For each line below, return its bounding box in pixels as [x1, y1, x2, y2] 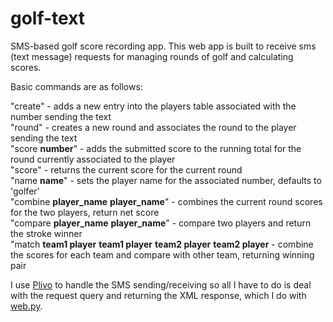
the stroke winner [10, 227, 83, 239]
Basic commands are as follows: [10, 80, 143, 92]
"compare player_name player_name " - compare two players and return [10, 217, 312, 229]
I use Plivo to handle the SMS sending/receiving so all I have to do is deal [10, 278, 312, 291]
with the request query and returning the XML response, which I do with [10, 289, 307, 301]
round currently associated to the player [10, 153, 176, 165]
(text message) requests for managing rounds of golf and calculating [10, 50, 294, 62]
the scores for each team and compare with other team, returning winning [10, 248, 315, 261]
